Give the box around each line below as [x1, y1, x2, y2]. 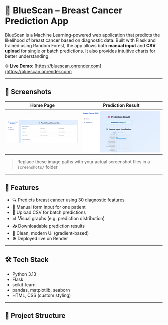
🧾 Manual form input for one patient [12, 204, 86, 210]
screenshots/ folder [17, 164, 58, 170]
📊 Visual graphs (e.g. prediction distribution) [12, 215, 105, 222]
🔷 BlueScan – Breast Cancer [5, 5, 123, 16]
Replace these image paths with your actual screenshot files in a [17, 159, 150, 165]
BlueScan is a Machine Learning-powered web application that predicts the [5, 32, 160, 38]
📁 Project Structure [5, 311, 66, 320]
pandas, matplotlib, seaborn [12, 287, 70, 293]
